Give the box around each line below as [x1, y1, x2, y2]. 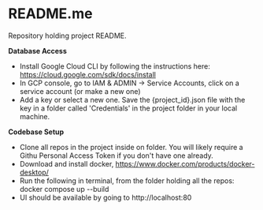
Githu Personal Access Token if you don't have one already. [19, 151, 214, 160]
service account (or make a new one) [19, 86, 141, 96]
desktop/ [19, 167, 50, 177]
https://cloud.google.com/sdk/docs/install [19, 69, 156, 79]
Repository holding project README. [8, 31, 128, 40]
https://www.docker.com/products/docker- [115, 159, 255, 168]
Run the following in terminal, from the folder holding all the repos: [19, 175, 235, 186]
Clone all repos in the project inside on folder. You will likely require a [19, 142, 243, 152]
